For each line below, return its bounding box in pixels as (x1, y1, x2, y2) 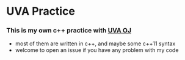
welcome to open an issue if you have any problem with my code (15, 47, 179, 54)
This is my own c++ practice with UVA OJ (6, 26, 132, 35)
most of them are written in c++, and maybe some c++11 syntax (15, 40, 176, 47)
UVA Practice (6, 4, 75, 18)
